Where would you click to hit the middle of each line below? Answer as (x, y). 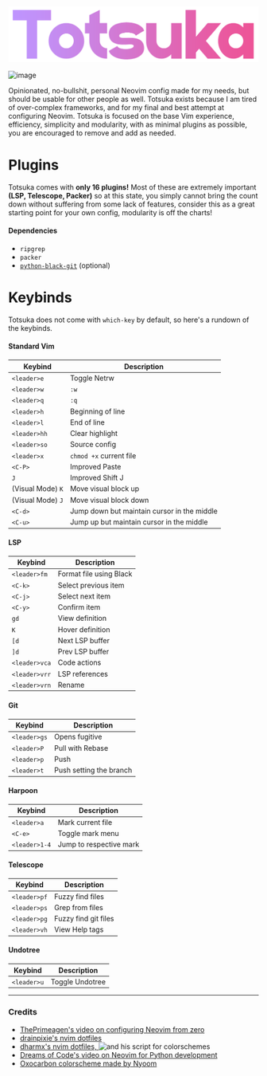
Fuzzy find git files (84, 919)
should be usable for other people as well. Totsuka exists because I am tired (132, 99)
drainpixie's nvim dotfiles (60, 1038)
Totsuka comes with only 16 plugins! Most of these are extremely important (132, 187)
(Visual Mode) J (37, 500)
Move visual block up (105, 489)
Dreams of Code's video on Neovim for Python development (118, 1054)
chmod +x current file (103, 455)
